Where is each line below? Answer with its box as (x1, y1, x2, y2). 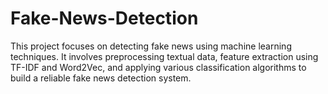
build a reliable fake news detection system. (10, 72, 192, 84)
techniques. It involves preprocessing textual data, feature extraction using (10, 50, 319, 62)
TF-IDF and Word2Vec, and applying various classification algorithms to (10, 61, 307, 73)
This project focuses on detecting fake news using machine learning (10, 40, 292, 52)
